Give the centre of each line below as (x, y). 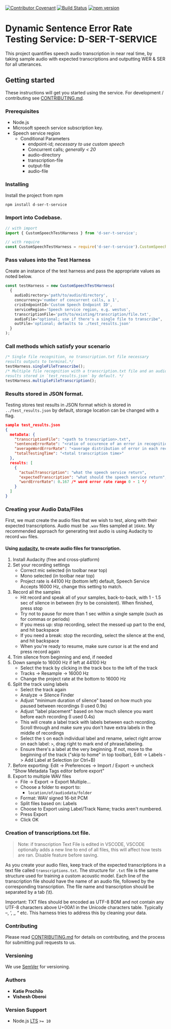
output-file (39, 166)
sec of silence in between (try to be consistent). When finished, (87, 603)
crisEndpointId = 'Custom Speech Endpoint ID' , (64, 305)
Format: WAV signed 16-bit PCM (54, 798)
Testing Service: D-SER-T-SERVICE (81, 40)
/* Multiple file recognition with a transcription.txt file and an (79, 371)
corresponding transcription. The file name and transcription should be (80, 886)
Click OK (30, 820)
